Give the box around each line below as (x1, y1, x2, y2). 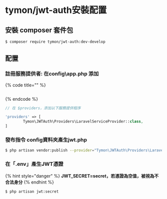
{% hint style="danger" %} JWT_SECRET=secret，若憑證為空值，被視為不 (5, 173, 159, 179)
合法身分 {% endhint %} (5, 179, 54, 185)
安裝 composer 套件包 (5, 26, 74, 34)
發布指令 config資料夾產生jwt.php (5, 136, 87, 143)
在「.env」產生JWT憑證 (5, 161, 64, 168)
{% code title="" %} (5, 82, 46, 88)
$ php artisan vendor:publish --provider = (5, 148, 94, 153)
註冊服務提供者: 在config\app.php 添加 (5, 70, 99, 77)
